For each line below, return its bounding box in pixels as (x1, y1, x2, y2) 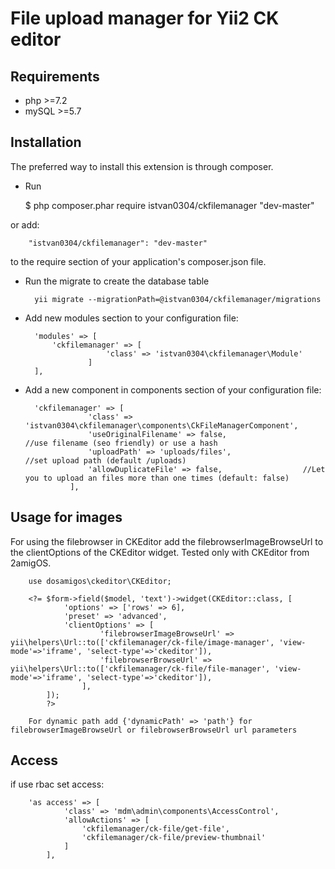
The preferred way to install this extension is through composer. (10, 160, 274, 172)
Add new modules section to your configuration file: (24, 312, 239, 324)
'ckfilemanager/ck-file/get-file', (81, 824, 230, 834)
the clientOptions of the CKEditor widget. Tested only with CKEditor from (10, 546, 310, 558)
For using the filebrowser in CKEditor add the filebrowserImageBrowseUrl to (10, 535, 324, 547)
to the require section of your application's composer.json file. (10, 255, 267, 267)
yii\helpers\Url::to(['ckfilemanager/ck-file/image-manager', (10, 637, 275, 647)
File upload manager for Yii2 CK (10, 7, 280, 30)
